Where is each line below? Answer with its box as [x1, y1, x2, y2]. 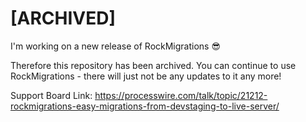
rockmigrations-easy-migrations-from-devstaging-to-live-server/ [10, 100, 280, 112]
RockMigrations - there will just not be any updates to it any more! [10, 70, 282, 82]
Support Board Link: [10, 89, 93, 101]
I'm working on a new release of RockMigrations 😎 [10, 40, 222, 52]
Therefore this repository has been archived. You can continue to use [10, 59, 297, 71]
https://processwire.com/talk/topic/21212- [94, 89, 268, 101]
